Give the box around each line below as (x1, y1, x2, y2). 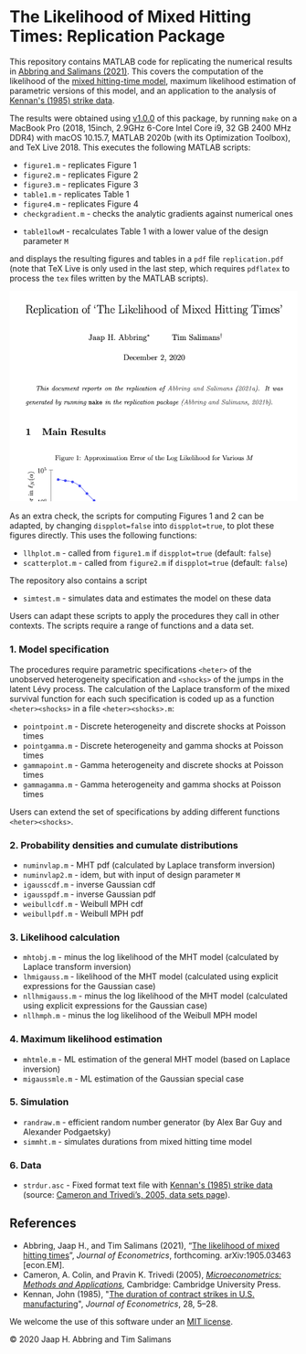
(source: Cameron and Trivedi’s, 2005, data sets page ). (22, 1189, 231, 1200)
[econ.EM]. (22, 1259, 65, 1270)
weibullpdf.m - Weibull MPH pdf (22, 908, 144, 919)
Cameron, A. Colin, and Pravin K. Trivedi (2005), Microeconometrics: (22, 1269, 281, 1280)
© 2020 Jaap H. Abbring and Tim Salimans (9, 1333, 172, 1345)
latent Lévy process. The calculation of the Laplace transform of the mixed (9, 683, 290, 694)
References (9, 1216, 77, 1231)
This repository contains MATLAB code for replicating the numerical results (9, 56, 293, 67)
